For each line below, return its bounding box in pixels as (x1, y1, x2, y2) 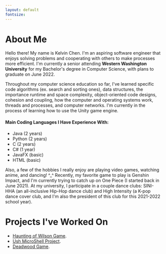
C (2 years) (12, 141, 36, 147)
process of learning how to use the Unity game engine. (5, 108, 118, 114)
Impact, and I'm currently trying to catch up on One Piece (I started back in (5, 177, 159, 183)
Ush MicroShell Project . (12, 238, 61, 244)
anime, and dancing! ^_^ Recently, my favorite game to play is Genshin (5, 172, 149, 178)
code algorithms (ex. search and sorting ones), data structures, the (5, 86, 143, 93)
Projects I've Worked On (5, 216, 108, 227)
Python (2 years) (12, 136, 47, 142)
